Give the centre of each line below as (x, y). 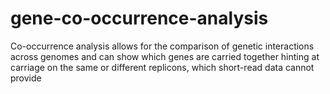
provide (26, 78)
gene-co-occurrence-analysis (139, 18)
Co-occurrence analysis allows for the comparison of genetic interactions (162, 46)
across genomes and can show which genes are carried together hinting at (165, 56)
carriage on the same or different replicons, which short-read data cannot (162, 67)
